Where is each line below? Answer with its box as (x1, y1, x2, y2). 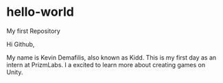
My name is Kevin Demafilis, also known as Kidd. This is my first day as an (6, 53, 217, 62)
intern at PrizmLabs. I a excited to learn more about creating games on (6, 60, 206, 69)
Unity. (6, 68, 23, 76)
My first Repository (6, 27, 61, 35)
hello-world (6, 4, 75, 20)
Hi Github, (6, 40, 35, 48)
